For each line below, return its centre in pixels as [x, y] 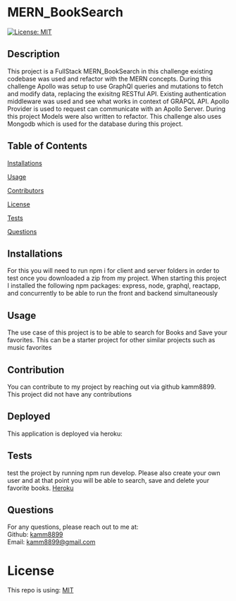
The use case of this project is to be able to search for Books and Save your [117, 332]
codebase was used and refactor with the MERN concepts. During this [109, 78]
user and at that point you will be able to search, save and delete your [108, 480]
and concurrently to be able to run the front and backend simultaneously [113, 293]
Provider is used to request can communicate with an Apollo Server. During [117, 109]
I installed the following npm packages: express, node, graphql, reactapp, [114, 286]
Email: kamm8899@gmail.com [51, 542]
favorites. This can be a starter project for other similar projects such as [111, 340]
